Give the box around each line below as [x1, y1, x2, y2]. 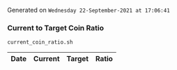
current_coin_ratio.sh [7, 39, 73, 46]
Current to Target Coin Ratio [7, 23, 105, 33]
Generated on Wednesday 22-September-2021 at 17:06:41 [7, 6, 171, 14]
